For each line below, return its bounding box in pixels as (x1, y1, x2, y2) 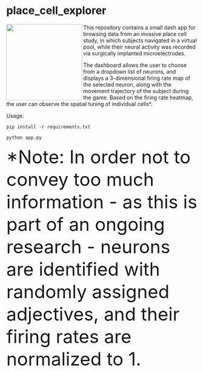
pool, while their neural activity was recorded (83, 43, 196, 51)
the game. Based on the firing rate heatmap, (83, 94, 194, 101)
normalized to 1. (6, 347, 141, 370)
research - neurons (6, 235, 171, 258)
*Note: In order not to (6, 145, 191, 168)
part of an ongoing (6, 212, 165, 236)
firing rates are (6, 325, 132, 348)
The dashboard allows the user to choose (83, 61, 187, 69)
